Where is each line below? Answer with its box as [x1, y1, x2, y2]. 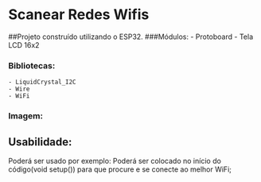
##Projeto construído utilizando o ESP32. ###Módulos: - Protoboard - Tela [8, 32, 254, 41]
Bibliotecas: [8, 60, 56, 71]
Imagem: [8, 110, 44, 122]
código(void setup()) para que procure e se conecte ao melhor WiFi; [8, 165, 232, 174]
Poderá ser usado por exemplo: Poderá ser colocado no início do [8, 156, 221, 165]
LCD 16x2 [8, 40, 40, 49]
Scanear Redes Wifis [8, 6, 150, 24]
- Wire [8, 85, 30, 93]
